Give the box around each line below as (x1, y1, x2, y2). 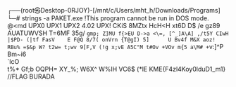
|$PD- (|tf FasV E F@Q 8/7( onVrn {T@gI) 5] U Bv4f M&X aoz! (7, 36, 216, 43)
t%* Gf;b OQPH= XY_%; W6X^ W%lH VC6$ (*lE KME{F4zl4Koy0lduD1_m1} (7, 65, 226, 73)
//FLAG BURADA (7, 72, 55, 81)
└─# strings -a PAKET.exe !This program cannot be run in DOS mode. (7, 14, 209, 22)
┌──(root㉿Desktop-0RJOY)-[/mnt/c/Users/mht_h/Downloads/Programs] (7, 6, 221, 14)
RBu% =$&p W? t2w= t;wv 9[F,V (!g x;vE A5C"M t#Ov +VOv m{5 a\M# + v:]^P (7, 43, 224, 51)
